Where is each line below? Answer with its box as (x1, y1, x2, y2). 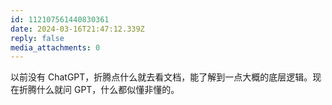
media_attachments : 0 (10, 42, 101, 53)
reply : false (10, 33, 65, 43)
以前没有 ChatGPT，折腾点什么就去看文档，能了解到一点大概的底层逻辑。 (10, 71, 313, 83)
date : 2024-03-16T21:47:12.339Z (10, 24, 145, 34)
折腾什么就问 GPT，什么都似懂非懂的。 (18, 84, 180, 96)
